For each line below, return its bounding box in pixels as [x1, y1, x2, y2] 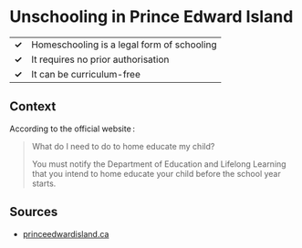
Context [9, 98, 57, 115]
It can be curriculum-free [31, 67, 141, 80]
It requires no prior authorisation [31, 53, 170, 66]
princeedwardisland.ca [22, 228, 109, 239]
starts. [31, 178, 57, 189]
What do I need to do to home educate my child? [31, 140, 215, 151]
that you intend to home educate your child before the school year [31, 168, 281, 179]
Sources [9, 204, 58, 220]
